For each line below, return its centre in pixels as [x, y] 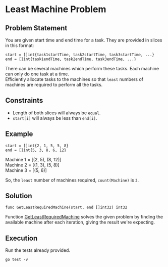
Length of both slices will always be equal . [57, 113]
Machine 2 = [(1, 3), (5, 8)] [32, 165]
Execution [21, 238]
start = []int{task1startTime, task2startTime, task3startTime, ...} [80, 55]
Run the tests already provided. [38, 250]
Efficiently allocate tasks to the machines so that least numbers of [74, 79]
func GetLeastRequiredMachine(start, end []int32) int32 [66, 208]
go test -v [17, 260]
